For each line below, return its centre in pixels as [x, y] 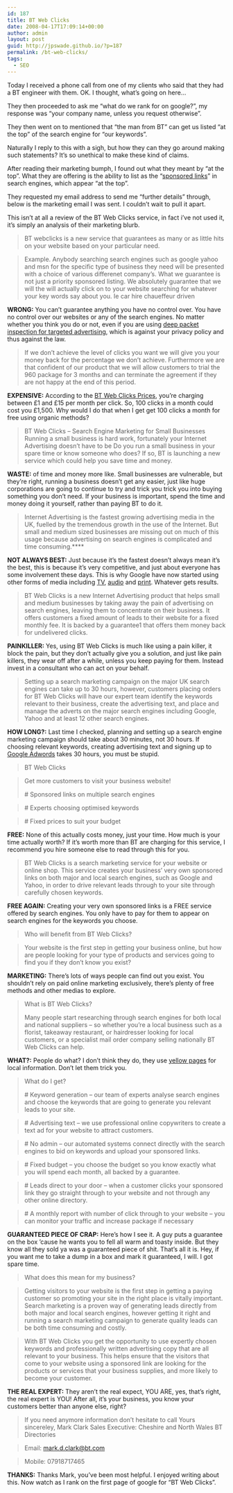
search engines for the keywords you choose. [72, 920]
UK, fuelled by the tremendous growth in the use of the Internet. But [121, 524]
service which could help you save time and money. [98, 460]
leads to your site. [50, 1109]
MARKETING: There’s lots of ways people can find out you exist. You [106, 976]
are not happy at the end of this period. [80, 382]
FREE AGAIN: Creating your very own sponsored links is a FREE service [110, 906]
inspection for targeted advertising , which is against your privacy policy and [115, 331]
